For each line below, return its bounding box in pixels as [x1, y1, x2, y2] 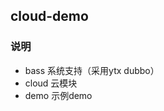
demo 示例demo [24, 89, 93, 101]
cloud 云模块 [24, 77, 78, 89]
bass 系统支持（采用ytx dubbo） [24, 64, 160, 76]
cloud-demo [10, 8, 89, 25]
